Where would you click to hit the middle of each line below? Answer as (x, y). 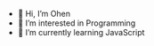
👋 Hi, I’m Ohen (44, 14)
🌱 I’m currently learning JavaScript (81, 32)
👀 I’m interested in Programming (77, 23)
